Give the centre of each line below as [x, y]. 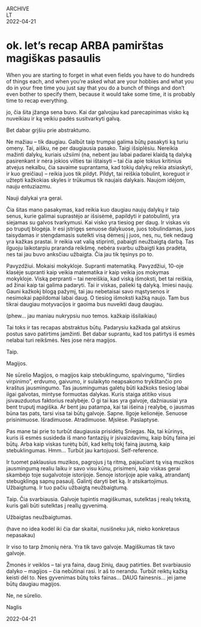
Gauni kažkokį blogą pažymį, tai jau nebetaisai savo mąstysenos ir [88, 291]
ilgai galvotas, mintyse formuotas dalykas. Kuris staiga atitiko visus [89, 394]
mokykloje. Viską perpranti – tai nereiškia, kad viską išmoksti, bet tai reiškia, [100, 278]
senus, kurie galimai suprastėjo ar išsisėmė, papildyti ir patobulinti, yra [93, 216]
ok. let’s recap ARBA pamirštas [85, 46]
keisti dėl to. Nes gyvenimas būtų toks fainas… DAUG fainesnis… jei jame [96, 577]
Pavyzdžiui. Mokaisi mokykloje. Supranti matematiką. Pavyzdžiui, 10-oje [95, 266]
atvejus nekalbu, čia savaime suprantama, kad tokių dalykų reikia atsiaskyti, [100, 167]
